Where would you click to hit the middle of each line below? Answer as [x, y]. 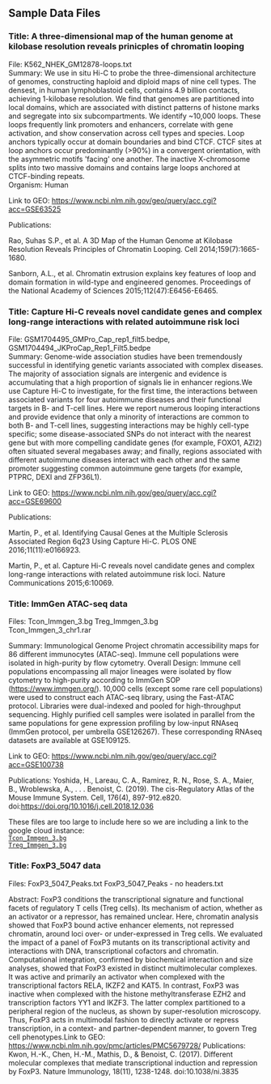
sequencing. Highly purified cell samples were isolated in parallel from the [132, 715]
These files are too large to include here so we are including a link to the [129, 822]
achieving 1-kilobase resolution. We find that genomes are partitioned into [131, 98]
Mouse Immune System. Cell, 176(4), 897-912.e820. [95, 798]
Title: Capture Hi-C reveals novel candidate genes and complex [135, 311]
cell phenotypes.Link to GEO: [57, 1037]
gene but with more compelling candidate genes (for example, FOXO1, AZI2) [135, 442]
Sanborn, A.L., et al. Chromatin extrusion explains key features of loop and [132, 273]
